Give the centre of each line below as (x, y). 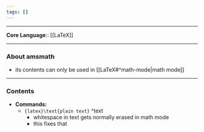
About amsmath (30, 57)
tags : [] (17, 12)
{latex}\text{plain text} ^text (63, 111)
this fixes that (50, 124)
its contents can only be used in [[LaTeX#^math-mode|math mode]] (100, 69)
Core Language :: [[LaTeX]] (40, 35)
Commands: (31, 105)
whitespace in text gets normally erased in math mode (101, 117)
